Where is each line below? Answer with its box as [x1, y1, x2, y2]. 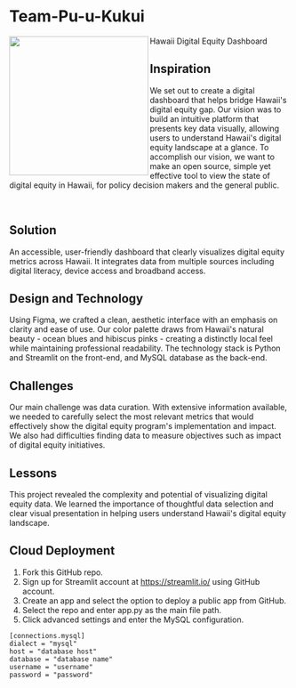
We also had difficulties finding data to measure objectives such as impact [9, 430, 282, 441]
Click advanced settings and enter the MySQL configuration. [21, 614, 244, 625]
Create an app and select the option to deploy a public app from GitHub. [21, 595, 287, 606]
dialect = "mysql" [9, 639, 77, 648]
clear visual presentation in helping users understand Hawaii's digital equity [9, 508, 287, 518]
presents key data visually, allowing [149, 123, 280, 134]
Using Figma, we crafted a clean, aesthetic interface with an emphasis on [9, 314, 278, 326]
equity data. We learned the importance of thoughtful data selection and [9, 498, 274, 509]
